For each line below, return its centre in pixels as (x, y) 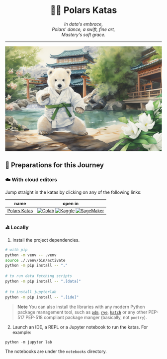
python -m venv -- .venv (31, 255)
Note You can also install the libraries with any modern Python (81, 307)
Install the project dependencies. (46, 240)
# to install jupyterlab (31, 292)
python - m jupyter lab (29, 342)
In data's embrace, (83, 24)
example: (22, 332)
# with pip (16, 250)
